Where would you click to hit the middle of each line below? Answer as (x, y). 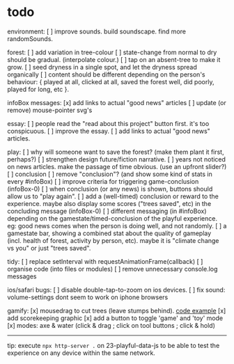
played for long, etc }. (38, 89)
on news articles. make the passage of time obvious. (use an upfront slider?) (117, 166)
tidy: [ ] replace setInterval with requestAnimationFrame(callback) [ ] (105, 261)
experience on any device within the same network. (81, 353)
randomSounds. (30, 38)
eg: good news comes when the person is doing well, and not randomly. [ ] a (117, 225)
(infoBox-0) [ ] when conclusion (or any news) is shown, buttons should (110, 189)
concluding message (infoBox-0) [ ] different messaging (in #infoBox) (107, 211)
